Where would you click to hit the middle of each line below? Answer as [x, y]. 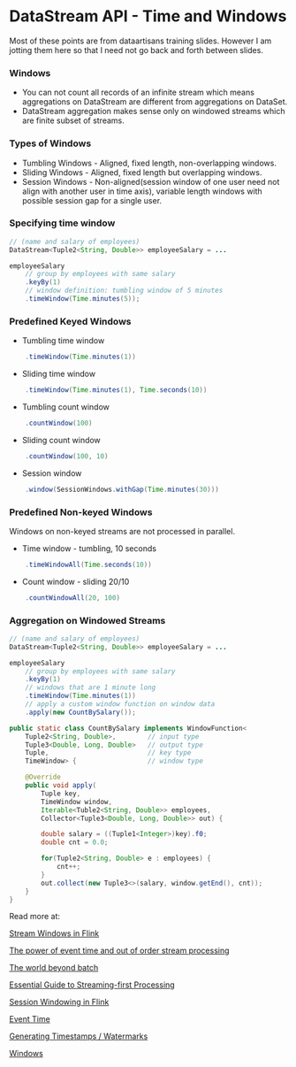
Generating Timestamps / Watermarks [79, 1036]
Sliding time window [58, 374]
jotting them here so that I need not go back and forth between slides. [136, 50]
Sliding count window [61, 440]
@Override [43, 777]
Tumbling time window [63, 341]
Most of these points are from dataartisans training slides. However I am [140, 41]
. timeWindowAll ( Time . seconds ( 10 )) [88, 564]
